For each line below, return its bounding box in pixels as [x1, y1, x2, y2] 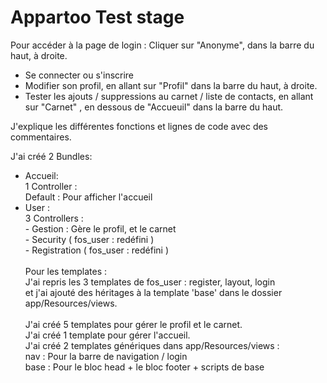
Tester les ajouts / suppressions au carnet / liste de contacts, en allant [24, 90, 314, 102]
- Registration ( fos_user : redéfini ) [24, 244, 169, 256]
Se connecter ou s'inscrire [24, 69, 135, 81]
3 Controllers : [24, 212, 84, 224]
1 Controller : [24, 180, 78, 192]
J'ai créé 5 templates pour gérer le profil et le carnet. [24, 318, 243, 330]
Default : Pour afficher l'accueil [24, 191, 153, 203]
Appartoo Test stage [10, 6, 185, 29]
